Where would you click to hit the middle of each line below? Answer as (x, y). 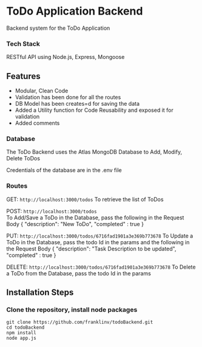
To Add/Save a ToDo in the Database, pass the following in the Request (95, 218)
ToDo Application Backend (75, 11)
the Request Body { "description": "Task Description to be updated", (92, 249)
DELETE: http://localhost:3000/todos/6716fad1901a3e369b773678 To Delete (101, 267)
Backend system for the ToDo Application (58, 28)
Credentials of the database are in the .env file (64, 170)
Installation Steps (40, 293)
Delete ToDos (23, 159)
